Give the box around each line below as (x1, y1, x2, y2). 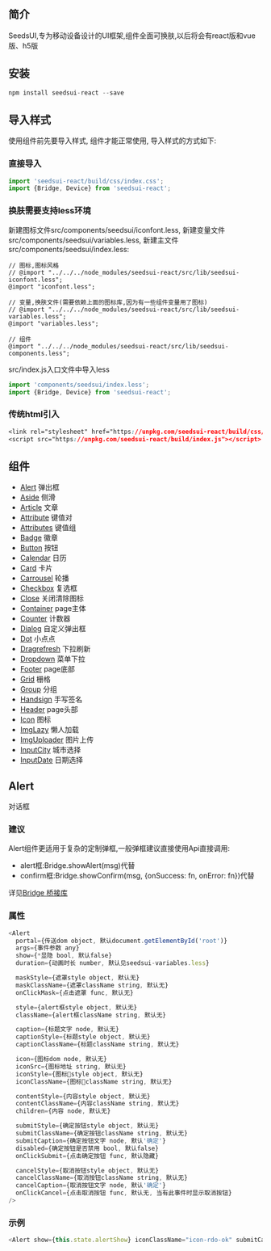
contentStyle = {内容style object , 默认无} (15, 1092, 151, 1101)
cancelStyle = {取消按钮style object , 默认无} (15, 1166, 160, 1174)
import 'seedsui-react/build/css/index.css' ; (8, 177, 164, 185)
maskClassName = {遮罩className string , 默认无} (15, 981, 169, 989)
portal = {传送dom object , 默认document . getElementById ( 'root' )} (15, 937, 228, 945)
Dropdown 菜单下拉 (19, 654, 86, 664)
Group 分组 (19, 684, 58, 694)
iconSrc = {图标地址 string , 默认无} (15, 1062, 127, 1071)
